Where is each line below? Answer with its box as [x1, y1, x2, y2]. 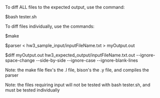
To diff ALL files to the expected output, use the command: [5, 4, 125, 10]
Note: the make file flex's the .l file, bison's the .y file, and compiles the [5, 67, 149, 73]
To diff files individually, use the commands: [5, 23, 95, 29]
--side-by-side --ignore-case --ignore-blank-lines [36, 57, 138, 63]
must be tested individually [5, 87, 60, 93]
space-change [5, 57, 35, 63]
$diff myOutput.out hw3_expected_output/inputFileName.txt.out [5, 52, 135, 58]
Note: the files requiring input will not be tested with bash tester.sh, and [5, 82, 151, 88]
